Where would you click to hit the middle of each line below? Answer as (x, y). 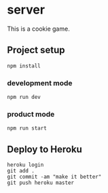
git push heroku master (41, 183)
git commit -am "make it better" (54, 177)
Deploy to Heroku (45, 149)
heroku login (25, 165)
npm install (24, 66)
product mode (31, 114)
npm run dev (24, 98)
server (26, 10)
